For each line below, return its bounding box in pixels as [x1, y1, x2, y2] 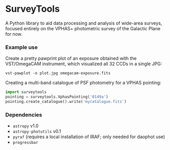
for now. [5, 31, 23, 37]
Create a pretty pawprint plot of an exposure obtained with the [5, 55, 137, 61]
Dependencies [5, 111, 42, 118]
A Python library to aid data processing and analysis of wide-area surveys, [5, 20, 162, 26]
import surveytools [5, 90, 47, 95]
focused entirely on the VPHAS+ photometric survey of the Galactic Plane [5, 25, 161, 31]
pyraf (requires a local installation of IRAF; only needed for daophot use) [12, 134, 165, 140]
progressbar [12, 140, 38, 145]
